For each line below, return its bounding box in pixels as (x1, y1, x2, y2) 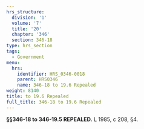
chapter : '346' (11, 31, 50, 38)
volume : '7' (11, 20, 42, 26)
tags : (6, 48, 20, 55)
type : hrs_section (6, 43, 53, 49)
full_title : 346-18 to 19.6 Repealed (6, 99, 102, 105)
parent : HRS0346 (17, 76, 59, 82)
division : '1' (11, 15, 47, 21)
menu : (6, 59, 20, 65)
